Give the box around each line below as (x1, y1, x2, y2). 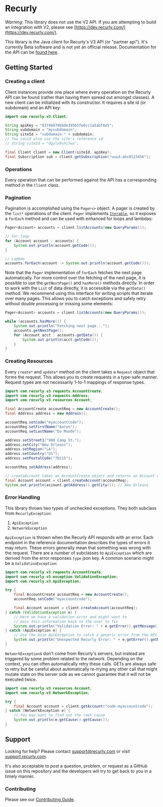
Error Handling (5, 494, 40, 501)
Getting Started (5, 63, 53, 72)
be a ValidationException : (5, 560, 58, 566)
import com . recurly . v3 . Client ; (5, 114, 68, 119)
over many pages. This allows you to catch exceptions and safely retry (5, 295, 147, 301)
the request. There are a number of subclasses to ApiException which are (5, 550, 152, 556)
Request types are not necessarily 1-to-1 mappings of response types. (5, 379, 146, 385)
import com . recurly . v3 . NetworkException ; (5, 690, 90, 695)
